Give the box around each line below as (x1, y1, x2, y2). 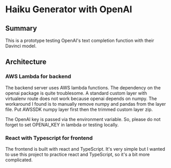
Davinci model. (5, 43, 37, 49)
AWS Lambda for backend (5, 73, 71, 80)
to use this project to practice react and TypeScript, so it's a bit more (5, 151, 150, 157)
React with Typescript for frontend (5, 134, 93, 141)
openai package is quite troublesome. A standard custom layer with (5, 90, 147, 96)
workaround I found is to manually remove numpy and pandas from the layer (5, 101, 166, 107)
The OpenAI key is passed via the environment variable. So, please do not (5, 116, 161, 122)
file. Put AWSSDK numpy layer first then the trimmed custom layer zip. (5, 106, 153, 112)
